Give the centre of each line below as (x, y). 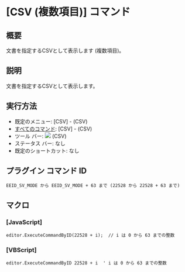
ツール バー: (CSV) (40, 136)
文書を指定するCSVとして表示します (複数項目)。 (65, 51)
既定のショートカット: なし (47, 150)
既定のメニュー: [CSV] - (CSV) (51, 121)
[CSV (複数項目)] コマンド (68, 12)
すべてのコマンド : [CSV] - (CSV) (53, 129)
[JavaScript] (24, 222)
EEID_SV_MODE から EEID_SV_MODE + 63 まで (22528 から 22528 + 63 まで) (93, 186)
